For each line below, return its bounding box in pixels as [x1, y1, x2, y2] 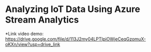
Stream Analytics [5, 14, 79, 25]
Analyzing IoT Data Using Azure [5, 3, 140, 15]
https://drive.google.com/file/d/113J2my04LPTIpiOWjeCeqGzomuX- [5, 36, 146, 42]
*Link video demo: [5, 30, 44, 36]
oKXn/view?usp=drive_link [5, 41, 60, 47]
